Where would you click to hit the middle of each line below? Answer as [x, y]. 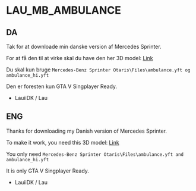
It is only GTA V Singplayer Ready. [48, 171]
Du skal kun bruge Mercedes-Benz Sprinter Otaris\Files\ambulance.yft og [98, 70]
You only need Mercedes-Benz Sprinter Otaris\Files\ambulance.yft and [95, 154]
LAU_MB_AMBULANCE [64, 10]
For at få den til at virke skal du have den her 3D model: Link [80, 58]
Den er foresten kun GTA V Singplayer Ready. [62, 86]
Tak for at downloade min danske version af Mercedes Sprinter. [84, 46]
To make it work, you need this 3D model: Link [63, 142]
